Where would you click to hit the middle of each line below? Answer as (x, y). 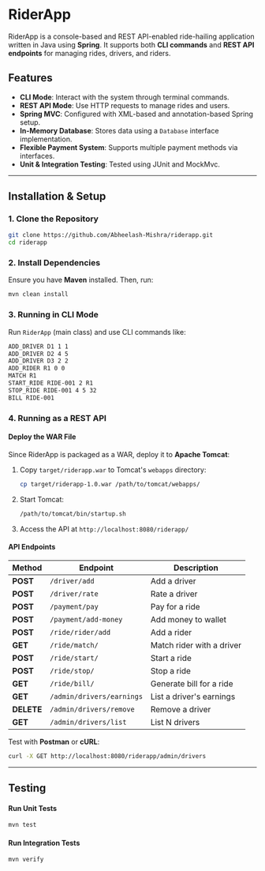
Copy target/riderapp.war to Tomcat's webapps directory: (113, 469)
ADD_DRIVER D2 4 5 (38, 354)
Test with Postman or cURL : (54, 741)
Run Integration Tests (44, 843)
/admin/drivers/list (88, 722)
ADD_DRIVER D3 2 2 (38, 361)
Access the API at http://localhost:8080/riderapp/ (104, 529)
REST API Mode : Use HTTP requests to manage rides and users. (125, 105)
